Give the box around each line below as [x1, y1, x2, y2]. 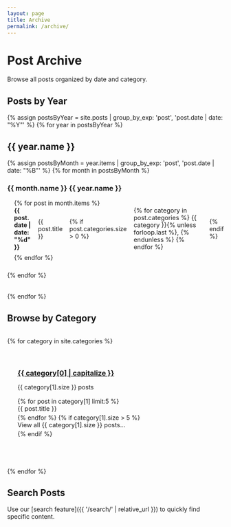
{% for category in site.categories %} [7, 336, 113, 345]
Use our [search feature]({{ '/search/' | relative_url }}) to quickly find [7, 505, 201, 513]
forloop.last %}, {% [133, 228, 190, 237]
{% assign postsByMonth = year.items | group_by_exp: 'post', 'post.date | [7, 159, 214, 167]
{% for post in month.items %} [14, 199, 100, 207]
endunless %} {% [133, 235, 185, 244]
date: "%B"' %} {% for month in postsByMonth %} [7, 166, 150, 174]
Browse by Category [7, 312, 97, 324]
